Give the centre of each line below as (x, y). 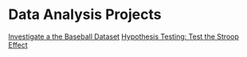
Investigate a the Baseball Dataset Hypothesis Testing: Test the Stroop (123, 36)
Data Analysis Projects (85, 15)
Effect (18, 44)
